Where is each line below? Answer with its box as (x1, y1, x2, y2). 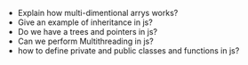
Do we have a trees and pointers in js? (17, 27, 158, 37)
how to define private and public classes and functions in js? (17, 45, 240, 56)
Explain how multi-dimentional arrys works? (17, 8, 179, 18)
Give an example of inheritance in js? (17, 17, 153, 28)
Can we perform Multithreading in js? (17, 36, 154, 46)
